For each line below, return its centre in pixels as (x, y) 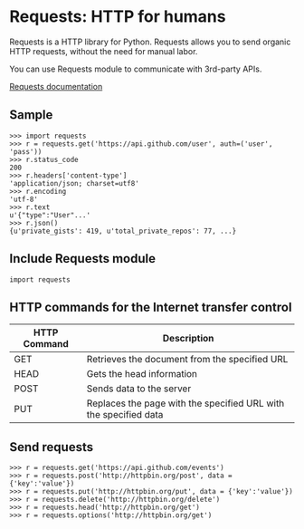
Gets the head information (142, 374)
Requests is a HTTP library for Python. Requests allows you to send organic (150, 42)
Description (188, 339)
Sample (31, 115)
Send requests (51, 447)
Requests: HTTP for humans (118, 17)
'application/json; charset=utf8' (75, 183)
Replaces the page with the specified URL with (185, 403)
